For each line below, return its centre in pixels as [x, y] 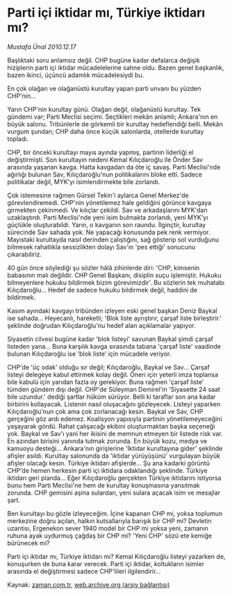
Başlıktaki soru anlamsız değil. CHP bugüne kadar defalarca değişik [103, 60]
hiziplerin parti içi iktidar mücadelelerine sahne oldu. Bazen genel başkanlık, [116, 67]
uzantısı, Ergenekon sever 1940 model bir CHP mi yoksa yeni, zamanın [108, 528]
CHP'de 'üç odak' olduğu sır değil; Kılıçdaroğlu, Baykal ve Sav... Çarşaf [108, 367]
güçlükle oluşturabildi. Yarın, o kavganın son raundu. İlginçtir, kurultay [107, 224]
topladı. [18, 139]
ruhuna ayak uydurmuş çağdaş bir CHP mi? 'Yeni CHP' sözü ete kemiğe [110, 536]
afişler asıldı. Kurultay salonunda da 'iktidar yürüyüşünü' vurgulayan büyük [114, 456]
